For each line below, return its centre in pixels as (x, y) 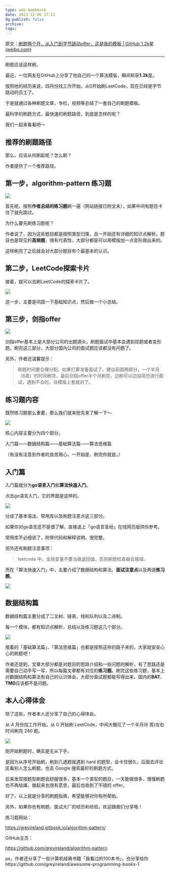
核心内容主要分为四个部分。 (34, 433)
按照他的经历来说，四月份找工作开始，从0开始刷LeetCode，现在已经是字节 (83, 86)
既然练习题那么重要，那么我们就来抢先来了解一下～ (58, 413)
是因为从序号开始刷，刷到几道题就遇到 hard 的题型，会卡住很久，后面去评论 (84, 762)
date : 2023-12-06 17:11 (30, 15)
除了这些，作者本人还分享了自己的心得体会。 (52, 714)
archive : (14, 24)
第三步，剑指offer (33, 319)
